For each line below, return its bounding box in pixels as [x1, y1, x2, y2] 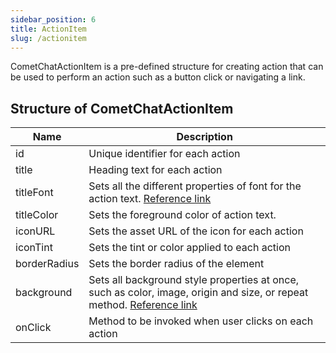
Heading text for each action [88, 163, 223, 177]
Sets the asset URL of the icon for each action [88, 224, 304, 238]
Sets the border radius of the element [88, 257, 265, 271]
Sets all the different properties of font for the [88, 179, 302, 193]
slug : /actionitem [10, 33, 87, 43]
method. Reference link [88, 298, 198, 312]
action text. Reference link [88, 192, 212, 206]
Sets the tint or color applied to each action [88, 241, 291, 255]
